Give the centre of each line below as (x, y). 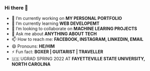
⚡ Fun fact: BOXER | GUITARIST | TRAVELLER (57, 52)
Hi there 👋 (17, 8)
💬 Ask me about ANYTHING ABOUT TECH (54, 34)
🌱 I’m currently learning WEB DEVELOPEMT (56, 23)
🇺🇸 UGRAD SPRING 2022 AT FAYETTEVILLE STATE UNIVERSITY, (78, 59)
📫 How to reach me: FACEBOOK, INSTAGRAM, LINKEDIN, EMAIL (77, 39)
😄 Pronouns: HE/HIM (33, 46)
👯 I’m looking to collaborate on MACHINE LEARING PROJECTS (74, 29)
